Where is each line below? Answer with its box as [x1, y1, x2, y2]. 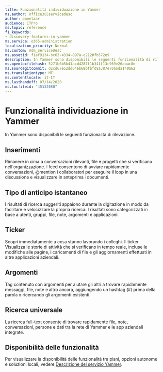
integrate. [5, 329, 24, 335]
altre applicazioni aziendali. [5, 254, 60, 260]
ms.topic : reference [5, 25, 47, 30]
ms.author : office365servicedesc [5, 12, 73, 17]
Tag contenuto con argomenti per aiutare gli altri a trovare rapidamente [5, 281, 147, 287]
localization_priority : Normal [5, 43, 68, 48]
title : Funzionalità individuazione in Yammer [5, 7, 101, 12]
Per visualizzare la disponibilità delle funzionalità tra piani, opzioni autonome [5, 356, 158, 362]
